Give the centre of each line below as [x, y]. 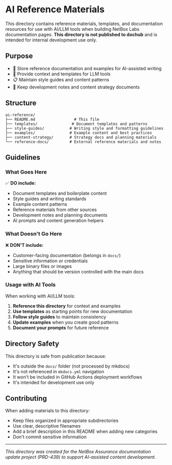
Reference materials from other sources [55, 210]
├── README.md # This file [52, 119]
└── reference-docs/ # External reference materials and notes [83, 142]
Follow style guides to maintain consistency [59, 316]
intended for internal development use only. [51, 40]
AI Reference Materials [55, 9]
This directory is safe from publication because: [56, 356]
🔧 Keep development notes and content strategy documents [76, 87]
